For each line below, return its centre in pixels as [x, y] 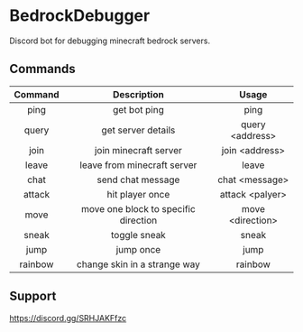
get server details [138, 130]
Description [138, 94]
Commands [43, 69]
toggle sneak [139, 235]
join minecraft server [138, 150]
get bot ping [138, 109]
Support [33, 296]
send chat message [138, 180]
